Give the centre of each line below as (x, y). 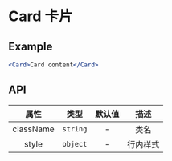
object (75, 144)
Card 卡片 (41, 16)
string (75, 129)
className (33, 129)
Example (31, 46)
